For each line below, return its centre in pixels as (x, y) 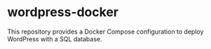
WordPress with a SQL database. (55, 38)
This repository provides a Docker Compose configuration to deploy (105, 31)
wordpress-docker (63, 12)
